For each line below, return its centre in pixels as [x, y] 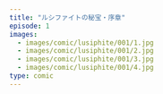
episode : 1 [30, 26]
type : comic [31, 76]
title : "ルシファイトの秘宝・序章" [68, 17]
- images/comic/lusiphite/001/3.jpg [86, 59]
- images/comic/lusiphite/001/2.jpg [86, 51]
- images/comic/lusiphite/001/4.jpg [86, 68]
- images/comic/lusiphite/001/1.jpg [86, 43]
